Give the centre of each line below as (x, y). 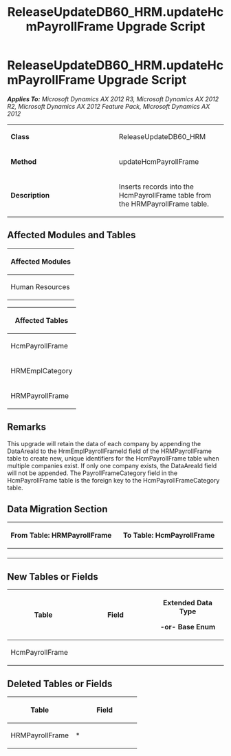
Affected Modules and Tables (71, 235)
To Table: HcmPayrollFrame (169, 536)
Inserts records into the (157, 187)
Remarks (27, 427)
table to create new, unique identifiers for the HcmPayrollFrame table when (113, 458)
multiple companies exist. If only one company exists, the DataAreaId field (112, 465)
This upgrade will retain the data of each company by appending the (104, 443)
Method (24, 161)
